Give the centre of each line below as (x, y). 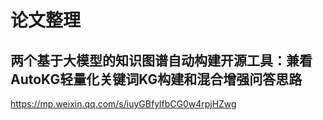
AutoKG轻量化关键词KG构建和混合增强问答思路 (156, 79)
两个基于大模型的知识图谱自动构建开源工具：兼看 (161, 60)
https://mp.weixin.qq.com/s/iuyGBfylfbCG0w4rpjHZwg (123, 104)
